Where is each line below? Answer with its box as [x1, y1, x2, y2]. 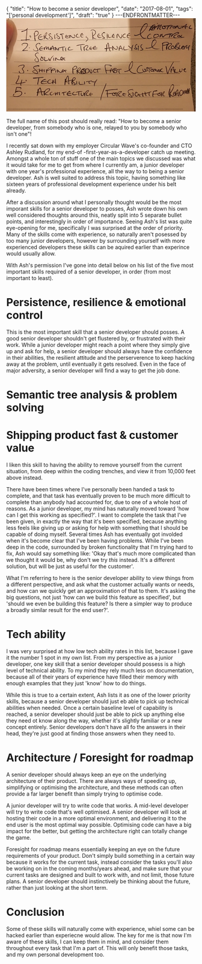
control [6, 308, 43, 322]
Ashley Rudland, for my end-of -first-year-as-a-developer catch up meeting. [6, 148, 196, 156]
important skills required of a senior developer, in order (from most [6, 268, 171, 275]
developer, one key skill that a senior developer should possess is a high [6, 660, 185, 668]
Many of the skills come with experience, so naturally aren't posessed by [6, 231, 188, 238]
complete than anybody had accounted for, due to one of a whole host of [6, 499, 188, 506]
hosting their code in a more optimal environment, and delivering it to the [6, 814, 186, 822]
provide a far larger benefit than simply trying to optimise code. [6, 790, 163, 797]
